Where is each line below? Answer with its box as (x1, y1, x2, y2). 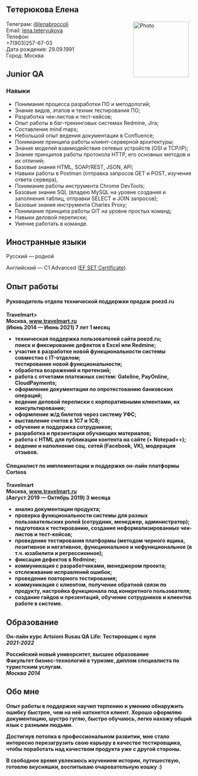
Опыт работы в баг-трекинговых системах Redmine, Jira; (14, 119, 159, 126)
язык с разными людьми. (6, 721, 73, 728)
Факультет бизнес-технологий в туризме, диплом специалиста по (6, 657, 180, 664)
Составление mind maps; (14, 126, 79, 133)
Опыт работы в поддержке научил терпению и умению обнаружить (6, 702, 184, 710)
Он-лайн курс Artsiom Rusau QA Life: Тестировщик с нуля (6, 633, 156, 640)
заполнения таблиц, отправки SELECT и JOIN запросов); (14, 195, 158, 202)
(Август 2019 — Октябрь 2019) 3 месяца (6, 494, 111, 501)
